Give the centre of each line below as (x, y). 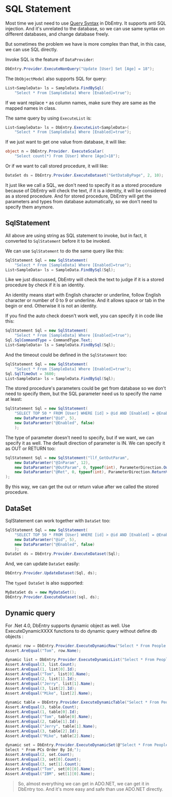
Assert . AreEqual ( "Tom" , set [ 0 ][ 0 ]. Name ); (50, 769)
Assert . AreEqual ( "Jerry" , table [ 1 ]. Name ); (51, 726)
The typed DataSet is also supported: (45, 583)
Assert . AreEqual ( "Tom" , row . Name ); (43, 650)
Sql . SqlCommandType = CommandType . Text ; (49, 340)
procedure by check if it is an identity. (45, 285)
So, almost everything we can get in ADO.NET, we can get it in (83, 784)
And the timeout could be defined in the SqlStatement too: (66, 355)
